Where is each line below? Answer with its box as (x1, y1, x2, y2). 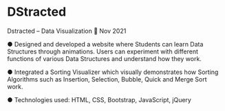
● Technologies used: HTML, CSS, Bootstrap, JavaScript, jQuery (7, 95, 191, 103)
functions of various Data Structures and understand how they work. (7, 54, 202, 62)
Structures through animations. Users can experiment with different (7, 47, 198, 56)
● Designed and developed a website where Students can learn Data (7, 40, 204, 48)
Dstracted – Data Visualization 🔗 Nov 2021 (7, 27, 127, 35)
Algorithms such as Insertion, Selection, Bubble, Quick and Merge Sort (7, 75, 208, 83)
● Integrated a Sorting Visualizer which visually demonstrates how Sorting (7, 68, 219, 76)
